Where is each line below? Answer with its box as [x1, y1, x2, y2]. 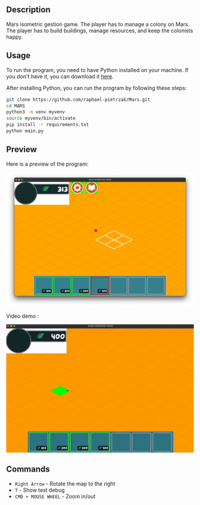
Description [6, 5, 51, 15]
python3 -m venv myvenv [6, 109, 65, 115]
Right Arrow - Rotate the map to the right [14, 480, 115, 487]
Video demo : [6, 312, 39, 320]
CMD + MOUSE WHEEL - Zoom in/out [14, 492, 96, 500]
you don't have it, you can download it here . [6, 73, 114, 80]
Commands [6, 464, 51, 475]
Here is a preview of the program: [6, 160, 89, 168]
